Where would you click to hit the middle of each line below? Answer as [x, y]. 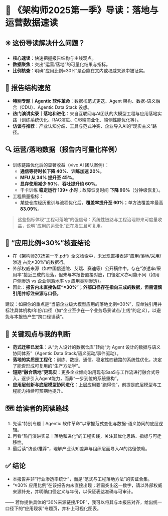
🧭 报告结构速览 [28, 88]
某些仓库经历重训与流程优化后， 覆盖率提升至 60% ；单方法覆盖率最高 [92, 202]
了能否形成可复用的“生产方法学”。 [47, 366]
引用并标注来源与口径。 [37, 293]
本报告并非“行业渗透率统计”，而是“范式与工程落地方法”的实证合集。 [82, 479]
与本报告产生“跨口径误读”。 [38, 317]
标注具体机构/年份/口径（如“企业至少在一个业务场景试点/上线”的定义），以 [81, 310]
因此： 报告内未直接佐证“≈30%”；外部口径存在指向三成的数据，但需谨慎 [87, 287]
